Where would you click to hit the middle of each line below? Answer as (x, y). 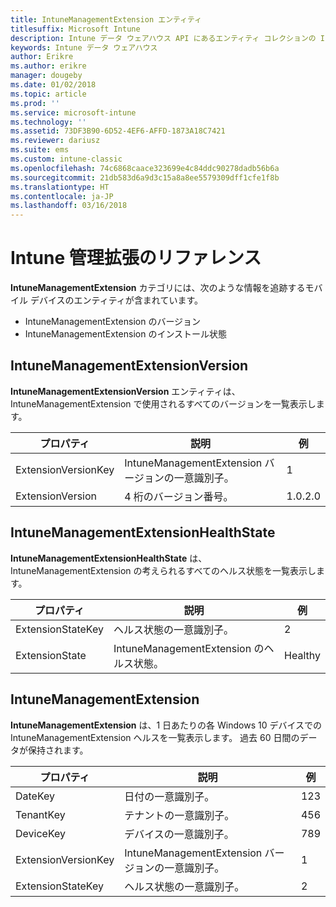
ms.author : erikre (48, 66)
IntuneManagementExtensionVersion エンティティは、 (125, 391)
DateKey (35, 796)
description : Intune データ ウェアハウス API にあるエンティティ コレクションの (163, 38)
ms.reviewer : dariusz (55, 141)
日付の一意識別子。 (169, 796)
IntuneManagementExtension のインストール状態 (126, 334)
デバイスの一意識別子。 (179, 834)
